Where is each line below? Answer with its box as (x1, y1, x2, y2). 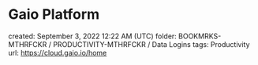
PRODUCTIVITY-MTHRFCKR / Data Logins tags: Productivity (52, 39, 250, 49)
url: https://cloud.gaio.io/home (8, 48, 107, 57)
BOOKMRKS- (178, 31, 222, 41)
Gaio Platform (8, 5, 100, 23)
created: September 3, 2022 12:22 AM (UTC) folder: (8, 31, 178, 41)
